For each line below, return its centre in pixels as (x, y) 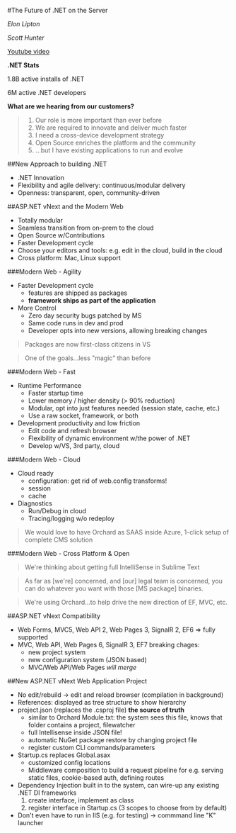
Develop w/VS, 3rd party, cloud (74, 446)
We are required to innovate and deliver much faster (111, 128)
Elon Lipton (24, 24)
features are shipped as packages (78, 293)
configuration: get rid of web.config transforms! (98, 481)
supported (33, 637)
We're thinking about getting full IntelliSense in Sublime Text (112, 567)
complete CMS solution (59, 540)
